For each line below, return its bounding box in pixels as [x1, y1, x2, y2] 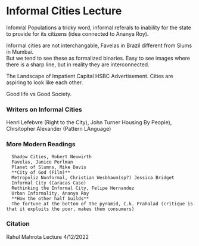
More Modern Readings [6, 140, 76, 149]
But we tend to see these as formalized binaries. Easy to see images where [6, 54, 191, 61]
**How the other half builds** [11, 195, 89, 201]
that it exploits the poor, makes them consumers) [6, 206, 135, 212]
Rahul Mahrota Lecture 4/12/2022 [6, 233, 89, 240]
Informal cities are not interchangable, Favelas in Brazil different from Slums [6, 42, 192, 49]
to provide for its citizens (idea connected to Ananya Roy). [6, 30, 149, 37]
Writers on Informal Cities [6, 105, 82, 113]
